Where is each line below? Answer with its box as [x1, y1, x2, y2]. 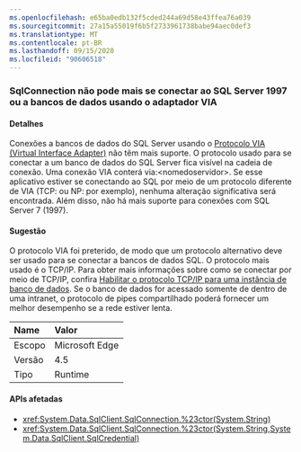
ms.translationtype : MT [9, 30, 99, 39]
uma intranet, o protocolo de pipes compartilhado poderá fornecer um [9, 293, 270, 304]
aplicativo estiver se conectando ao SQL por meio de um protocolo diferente [9, 176, 292, 187]
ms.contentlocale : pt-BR [9, 38, 102, 48]
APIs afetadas [9, 393, 63, 404]
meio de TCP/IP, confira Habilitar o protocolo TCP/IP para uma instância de [9, 274, 288, 285]
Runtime [54, 368, 90, 381]
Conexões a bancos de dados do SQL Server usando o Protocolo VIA [9, 138, 266, 149]
